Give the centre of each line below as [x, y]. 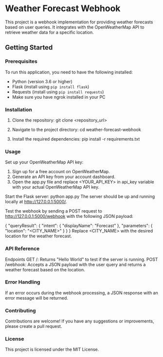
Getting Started [29, 47]
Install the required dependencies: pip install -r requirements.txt [76, 139]
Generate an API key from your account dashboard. [64, 177]
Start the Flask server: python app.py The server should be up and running [80, 196]
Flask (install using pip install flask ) [51, 87]
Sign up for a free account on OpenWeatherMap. [61, 172]
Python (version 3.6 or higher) [42, 81]
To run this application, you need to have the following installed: [69, 72]
